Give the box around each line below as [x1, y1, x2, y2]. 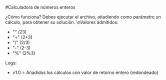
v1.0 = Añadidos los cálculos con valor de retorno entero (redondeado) [12, 69, 158, 75]
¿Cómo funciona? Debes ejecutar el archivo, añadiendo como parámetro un [5, 14, 161, 19]
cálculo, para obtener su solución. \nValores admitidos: [5, 19, 118, 25]
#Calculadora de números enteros [5, 4, 76, 10]
